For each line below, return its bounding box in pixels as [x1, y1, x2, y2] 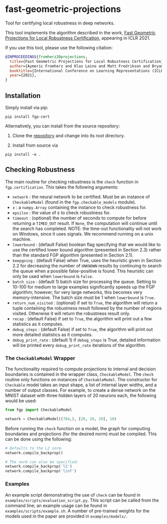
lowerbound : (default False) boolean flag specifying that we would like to [12, 241, 161, 248]
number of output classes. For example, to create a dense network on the [5, 387, 156, 393]
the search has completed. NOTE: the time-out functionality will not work [12, 226, 162, 232]
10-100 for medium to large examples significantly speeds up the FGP [12, 283, 155, 290]
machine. [12, 236, 32, 242]
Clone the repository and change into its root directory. [12, 133, 125, 138]
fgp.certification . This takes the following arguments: [5, 184, 119, 190]
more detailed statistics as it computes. [12, 331, 93, 337]
